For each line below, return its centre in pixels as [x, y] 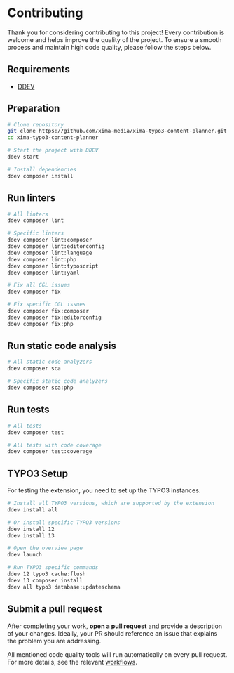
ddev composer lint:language [50, 253]
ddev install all [33, 510]
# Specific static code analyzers [58, 381]
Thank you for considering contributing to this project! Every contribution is [116, 32]
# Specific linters [36, 233]
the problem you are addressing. [54, 641]
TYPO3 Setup [38, 473]
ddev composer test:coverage [50, 452]
